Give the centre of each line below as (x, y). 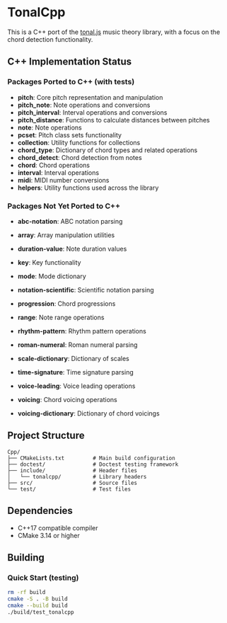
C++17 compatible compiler (58, 527)
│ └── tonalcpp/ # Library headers (77, 476)
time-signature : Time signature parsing (75, 372)
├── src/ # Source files (72, 483)
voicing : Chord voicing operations (68, 399)
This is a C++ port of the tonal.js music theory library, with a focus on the (114, 32)
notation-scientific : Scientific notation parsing (86, 290)
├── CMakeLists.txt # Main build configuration (91, 458)
